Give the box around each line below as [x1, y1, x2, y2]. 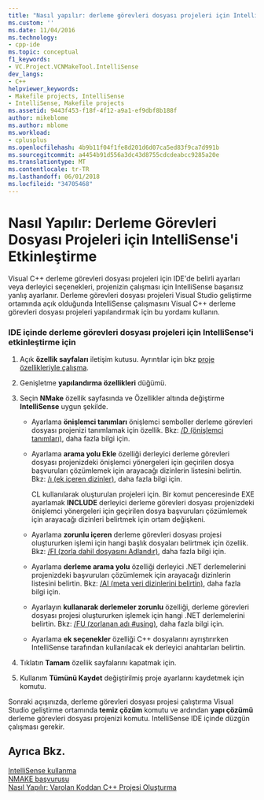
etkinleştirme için [8, 337, 76, 348]
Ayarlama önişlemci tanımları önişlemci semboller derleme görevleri [31, 417, 253, 426]
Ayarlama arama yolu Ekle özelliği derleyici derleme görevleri [31, 448, 230, 458]
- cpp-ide [8, 41, 41, 49]
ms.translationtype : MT [8, 158, 86, 166]
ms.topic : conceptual [8, 48, 79, 56]
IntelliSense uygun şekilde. [19, 401, 108, 411]
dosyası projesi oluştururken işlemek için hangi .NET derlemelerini [31, 610, 245, 620]
